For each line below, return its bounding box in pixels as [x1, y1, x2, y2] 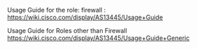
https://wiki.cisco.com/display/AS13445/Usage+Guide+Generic [7, 34, 190, 42]
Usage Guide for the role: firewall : [7, 6, 106, 14]
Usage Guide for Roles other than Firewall [7, 27, 127, 35]
